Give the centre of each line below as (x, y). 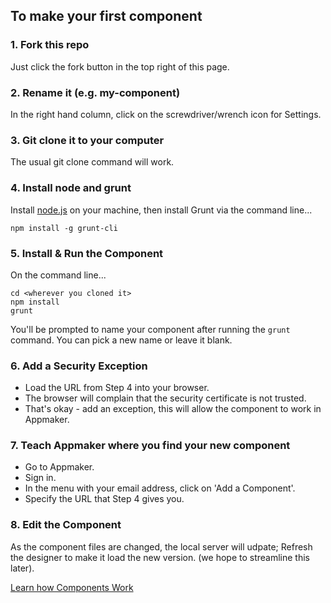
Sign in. (40, 478)
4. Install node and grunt (71, 188)
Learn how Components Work (72, 587)
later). (22, 568)
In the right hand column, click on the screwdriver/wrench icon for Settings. (166, 114)
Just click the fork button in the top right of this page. (120, 66)
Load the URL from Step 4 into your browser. (117, 388)
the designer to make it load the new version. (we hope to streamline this (160, 557)
